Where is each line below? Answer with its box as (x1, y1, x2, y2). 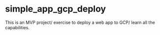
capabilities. (5, 24, 30, 30)
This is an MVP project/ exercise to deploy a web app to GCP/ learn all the (5, 19, 155, 25)
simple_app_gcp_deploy (5, 3, 106, 15)
